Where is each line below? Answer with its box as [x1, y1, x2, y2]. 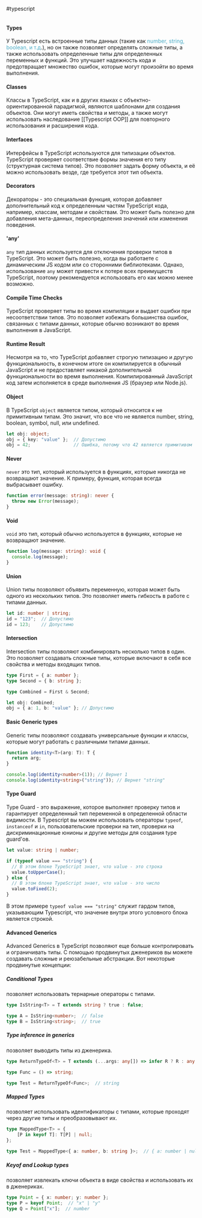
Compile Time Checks [6, 294, 63, 301]
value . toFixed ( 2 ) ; [11, 886, 58, 892]
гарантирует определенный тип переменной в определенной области [6, 810, 188, 817]
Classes [6, 83, 27, 90]
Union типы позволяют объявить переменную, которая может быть [6, 586, 180, 593]
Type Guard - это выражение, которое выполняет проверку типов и [6, 804, 180, 811]
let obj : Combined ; [6, 700, 55, 706]
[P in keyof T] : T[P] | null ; [17, 1132, 93, 1138]
